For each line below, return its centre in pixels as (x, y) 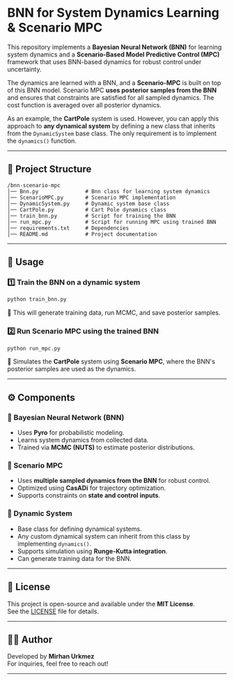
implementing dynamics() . (54, 544)
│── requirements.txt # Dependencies (68, 228)
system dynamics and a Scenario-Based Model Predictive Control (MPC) (114, 54)
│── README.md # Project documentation (82, 234)
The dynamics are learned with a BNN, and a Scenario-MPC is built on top (114, 82)
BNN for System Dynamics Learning (113, 13)
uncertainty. (24, 69)
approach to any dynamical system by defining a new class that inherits (111, 126)
